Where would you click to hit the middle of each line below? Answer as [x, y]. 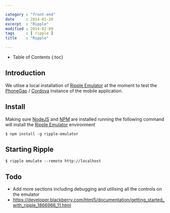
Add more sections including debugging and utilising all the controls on [87, 189]
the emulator [26, 195]
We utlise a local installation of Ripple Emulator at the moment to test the [81, 85]
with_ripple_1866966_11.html [42, 205]
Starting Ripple [30, 150]
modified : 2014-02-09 [29, 29]
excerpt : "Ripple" [27, 24]
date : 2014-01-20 [29, 19]
